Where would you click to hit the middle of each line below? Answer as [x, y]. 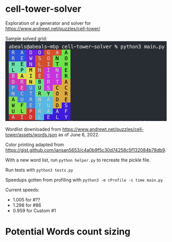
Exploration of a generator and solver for [48, 23]
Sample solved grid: [26, 38]
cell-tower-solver [43, 9]
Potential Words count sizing [68, 231]
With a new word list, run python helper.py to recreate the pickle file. [78, 160]
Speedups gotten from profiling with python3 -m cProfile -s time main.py [84, 180]
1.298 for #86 [27, 205]
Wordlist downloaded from [33, 129]
